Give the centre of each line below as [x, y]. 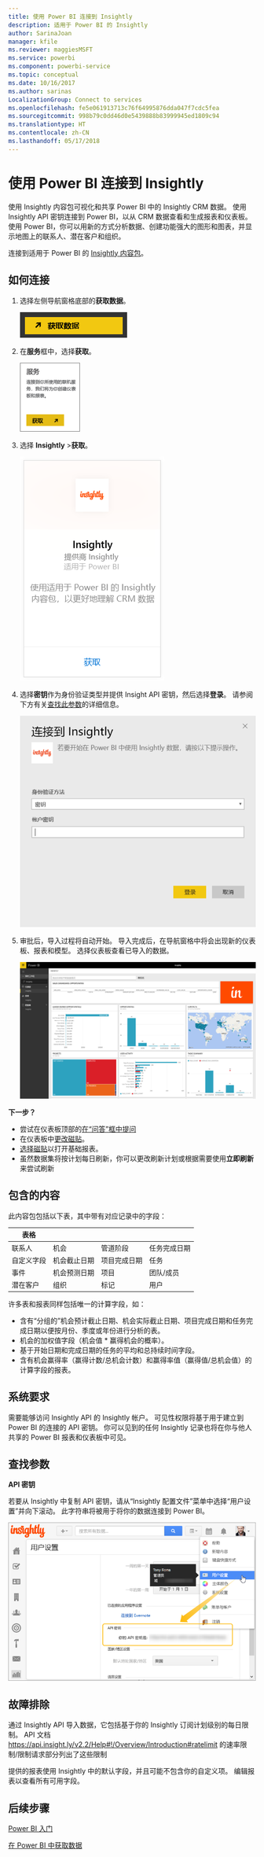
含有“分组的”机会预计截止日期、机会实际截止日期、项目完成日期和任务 [133, 1321]
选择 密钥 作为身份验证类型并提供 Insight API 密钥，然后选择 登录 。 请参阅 [136, 694]
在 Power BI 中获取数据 [45, 1845]
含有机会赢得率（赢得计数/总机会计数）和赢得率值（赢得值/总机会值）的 [136, 1360]
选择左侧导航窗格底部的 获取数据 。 [75, 300]
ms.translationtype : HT [47, 125]
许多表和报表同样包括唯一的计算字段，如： [77, 1304]
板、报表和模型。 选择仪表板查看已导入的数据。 [96, 950]
